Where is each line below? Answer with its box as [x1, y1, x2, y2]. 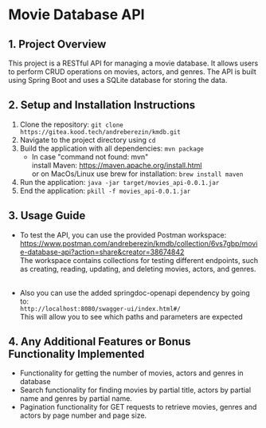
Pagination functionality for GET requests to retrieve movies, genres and [19, 402, 257, 412]
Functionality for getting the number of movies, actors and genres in [19, 368, 244, 378]
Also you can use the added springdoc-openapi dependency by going [19, 288, 251, 297]
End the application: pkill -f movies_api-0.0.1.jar [19, 186, 191, 195]
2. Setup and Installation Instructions [8, 98, 196, 112]
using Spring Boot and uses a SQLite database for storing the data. [8, 76, 228, 84]
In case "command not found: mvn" [31, 151, 149, 161]
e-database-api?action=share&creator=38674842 [19, 247, 185, 257]
